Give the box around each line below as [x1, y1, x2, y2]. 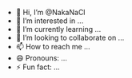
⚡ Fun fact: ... [15, 62, 60, 72]
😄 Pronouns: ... [15, 53, 68, 63]
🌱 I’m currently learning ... [15, 25, 102, 33]
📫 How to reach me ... [15, 42, 90, 51]
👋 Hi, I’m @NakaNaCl [15, 8, 86, 17]
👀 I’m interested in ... [15, 16, 84, 25]
